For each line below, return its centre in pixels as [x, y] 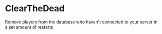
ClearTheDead [35, 8]
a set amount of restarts [29, 27]
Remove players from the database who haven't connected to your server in [81, 22]
